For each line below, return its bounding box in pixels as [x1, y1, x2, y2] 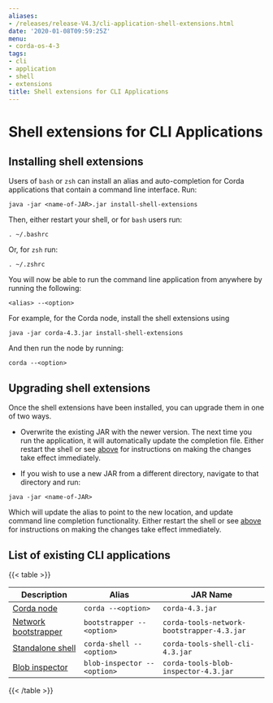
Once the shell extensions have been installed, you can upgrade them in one [8, 403, 265, 413]
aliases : [8, 11, 38, 20]
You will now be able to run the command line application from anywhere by [8, 275, 262, 284]
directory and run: [19, 477, 81, 488]
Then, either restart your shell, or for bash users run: [8, 215, 183, 224]
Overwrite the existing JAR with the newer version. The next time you [19, 427, 253, 437]
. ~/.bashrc [8, 231, 49, 239]
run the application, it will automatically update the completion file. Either [19, 436, 264, 445]
